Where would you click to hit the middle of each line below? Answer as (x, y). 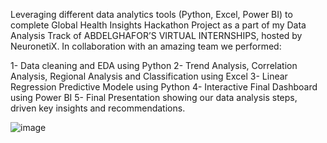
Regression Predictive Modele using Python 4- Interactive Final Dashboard (164, 87)
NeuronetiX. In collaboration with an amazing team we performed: (146, 46)
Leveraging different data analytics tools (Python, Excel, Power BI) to (151, 14)
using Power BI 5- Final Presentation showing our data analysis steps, (154, 97)
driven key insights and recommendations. (98, 108)
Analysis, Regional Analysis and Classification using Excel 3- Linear (149, 76)
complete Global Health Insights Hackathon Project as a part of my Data (158, 25)
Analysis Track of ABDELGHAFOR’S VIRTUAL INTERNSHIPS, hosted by (156, 35)
